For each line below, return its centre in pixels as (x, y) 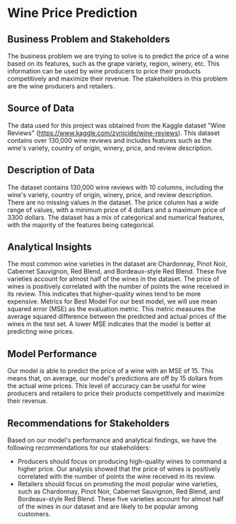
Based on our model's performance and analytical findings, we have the (112, 441)
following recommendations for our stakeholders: (79, 448)
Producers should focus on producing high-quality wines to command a (122, 462)
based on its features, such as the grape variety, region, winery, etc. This (114, 64)
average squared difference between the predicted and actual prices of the (117, 317)
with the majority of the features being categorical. (81, 225)
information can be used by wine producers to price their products (104, 71)
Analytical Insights (49, 247)
